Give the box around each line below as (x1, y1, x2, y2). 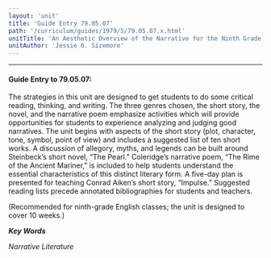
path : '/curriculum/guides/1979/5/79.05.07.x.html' (8, 27, 186, 35)
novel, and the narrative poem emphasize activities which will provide (8, 110, 240, 119)
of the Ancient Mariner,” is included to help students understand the (8, 160, 234, 170)
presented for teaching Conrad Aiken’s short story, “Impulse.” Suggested (8, 178, 250, 188)
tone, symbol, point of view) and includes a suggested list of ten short (8, 135, 240, 145)
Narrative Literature (8, 242, 74, 252)
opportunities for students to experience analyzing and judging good (8, 118, 236, 127)
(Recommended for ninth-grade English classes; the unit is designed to (8, 202, 245, 212)
